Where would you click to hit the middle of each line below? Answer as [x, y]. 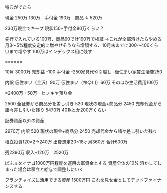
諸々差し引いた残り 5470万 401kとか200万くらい [56, 110]
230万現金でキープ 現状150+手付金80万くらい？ [55, 28]
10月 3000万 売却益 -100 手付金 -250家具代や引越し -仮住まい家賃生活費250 [83, 72]
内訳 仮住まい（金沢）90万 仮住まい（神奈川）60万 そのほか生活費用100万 [82, 82]
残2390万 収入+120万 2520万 [37, 152]
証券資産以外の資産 [25, 120]
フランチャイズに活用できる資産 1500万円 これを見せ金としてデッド [75, 180]
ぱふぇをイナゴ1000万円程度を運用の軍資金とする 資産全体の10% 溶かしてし [83, 163]
